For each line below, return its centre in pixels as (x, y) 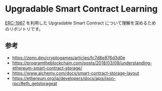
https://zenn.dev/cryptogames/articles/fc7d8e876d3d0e (69, 58)
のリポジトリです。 (24, 29)
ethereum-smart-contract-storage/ (47, 68)
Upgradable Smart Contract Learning (81, 9)
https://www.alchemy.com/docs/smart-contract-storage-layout (76, 73)
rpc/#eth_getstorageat (35, 83)
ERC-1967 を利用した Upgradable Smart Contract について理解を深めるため (81, 23)
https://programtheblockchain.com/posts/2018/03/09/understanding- (82, 63)
